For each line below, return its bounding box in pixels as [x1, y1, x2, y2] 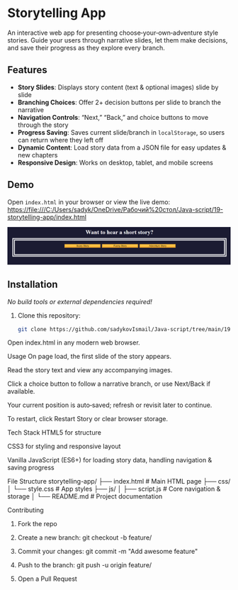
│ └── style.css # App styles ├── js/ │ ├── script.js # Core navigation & [7, 484, 221, 494]
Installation [7, 279, 58, 291]
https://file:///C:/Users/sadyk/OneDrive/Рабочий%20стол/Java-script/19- [7, 205, 224, 213]
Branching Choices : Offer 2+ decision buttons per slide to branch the [17, 98, 222, 106]
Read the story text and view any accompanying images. [7, 366, 173, 374]
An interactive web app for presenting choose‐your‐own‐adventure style [7, 28, 218, 37]
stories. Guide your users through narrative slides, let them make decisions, [7, 35, 228, 44]
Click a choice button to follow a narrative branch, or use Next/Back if [7, 379, 211, 388]
